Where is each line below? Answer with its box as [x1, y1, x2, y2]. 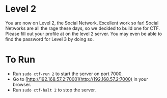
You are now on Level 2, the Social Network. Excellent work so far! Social [5, 20, 159, 26]
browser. [12, 81, 32, 87]
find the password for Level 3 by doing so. [5, 36, 94, 42]
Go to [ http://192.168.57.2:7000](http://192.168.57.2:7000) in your [12, 76, 149, 82]
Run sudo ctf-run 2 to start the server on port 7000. [12, 71, 123, 77]
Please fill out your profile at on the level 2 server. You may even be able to [5, 30, 162, 37]
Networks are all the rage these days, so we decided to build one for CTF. [5, 25, 160, 31]
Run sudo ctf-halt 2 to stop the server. [12, 87, 96, 93]
